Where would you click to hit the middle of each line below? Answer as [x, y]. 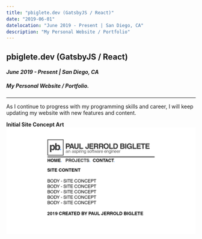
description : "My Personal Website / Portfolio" [68, 32]
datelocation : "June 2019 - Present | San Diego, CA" [75, 25]
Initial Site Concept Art [35, 125]
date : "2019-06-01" [31, 19]
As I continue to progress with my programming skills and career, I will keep [100, 107]
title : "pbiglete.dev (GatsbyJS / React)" [60, 13]
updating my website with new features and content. [71, 113]
